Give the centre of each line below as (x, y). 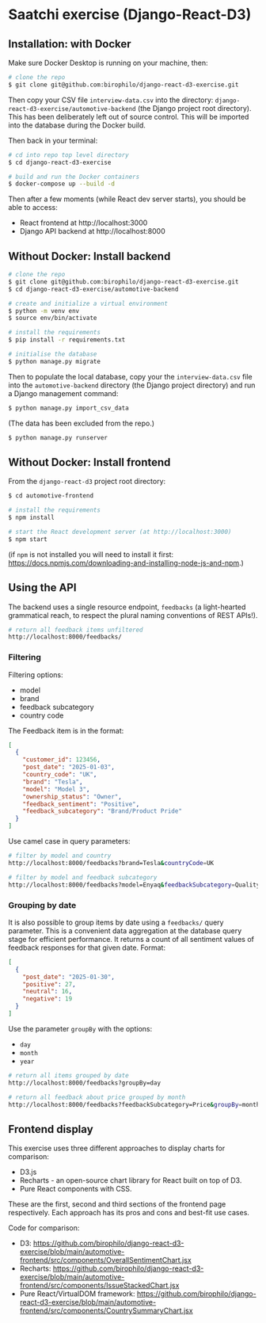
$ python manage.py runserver (58, 437)
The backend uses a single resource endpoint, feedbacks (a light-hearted (127, 607)
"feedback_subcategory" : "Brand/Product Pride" (102, 811)
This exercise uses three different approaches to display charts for (117, 1148)
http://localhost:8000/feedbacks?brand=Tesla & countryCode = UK (111, 863)
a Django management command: (63, 393)
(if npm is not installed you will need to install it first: (91, 554)
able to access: (33, 208)
